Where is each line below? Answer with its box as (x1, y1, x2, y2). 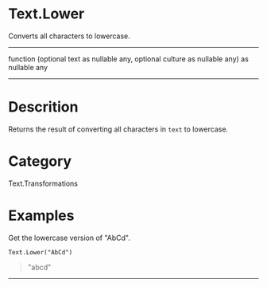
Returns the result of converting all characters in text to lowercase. (8, 124, 229, 134)
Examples (8, 206, 75, 224)
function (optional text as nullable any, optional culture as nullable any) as (8, 53, 249, 64)
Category (8, 152, 72, 171)
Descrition (8, 98, 79, 116)
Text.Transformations (8, 179, 78, 188)
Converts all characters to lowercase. (8, 31, 131, 41)
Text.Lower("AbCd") (8, 248, 73, 256)
